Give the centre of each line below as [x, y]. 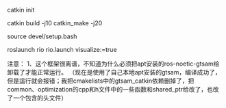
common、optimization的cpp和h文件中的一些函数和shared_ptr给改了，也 [110, 89]
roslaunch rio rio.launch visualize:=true [62, 50]
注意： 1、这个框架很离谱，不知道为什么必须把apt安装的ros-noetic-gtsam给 [113, 64]
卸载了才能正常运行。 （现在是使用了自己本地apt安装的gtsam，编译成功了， [114, 72]
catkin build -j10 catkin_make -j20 [55, 23]
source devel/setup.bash [42, 36]
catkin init [21, 10]
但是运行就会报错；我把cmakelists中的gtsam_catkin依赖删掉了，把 [101, 81]
